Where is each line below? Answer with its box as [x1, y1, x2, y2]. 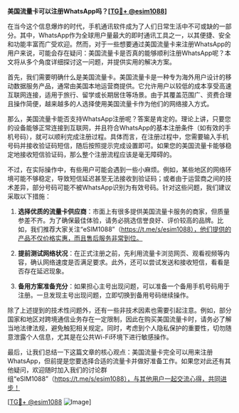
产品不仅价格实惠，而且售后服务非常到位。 [17, 234, 143, 242]
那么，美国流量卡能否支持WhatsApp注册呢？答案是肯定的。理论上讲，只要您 [7, 115, 231, 123]
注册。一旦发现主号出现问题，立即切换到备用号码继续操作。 [17, 291, 193, 299]
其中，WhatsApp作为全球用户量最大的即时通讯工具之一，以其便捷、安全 [19, 31, 231, 39]
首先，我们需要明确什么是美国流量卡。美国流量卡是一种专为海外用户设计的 [7, 73, 225, 81]
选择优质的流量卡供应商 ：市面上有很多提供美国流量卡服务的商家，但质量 [17, 207, 230, 216]
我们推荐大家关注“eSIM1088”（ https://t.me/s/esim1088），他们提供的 [30, 225, 232, 234]
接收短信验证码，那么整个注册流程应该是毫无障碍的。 [19, 150, 176, 159]
